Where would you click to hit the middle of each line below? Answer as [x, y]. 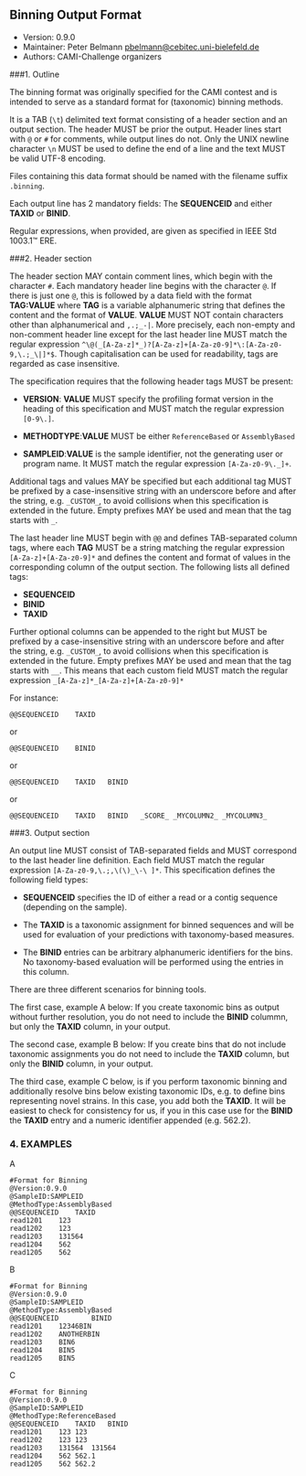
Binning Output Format [76, 15]
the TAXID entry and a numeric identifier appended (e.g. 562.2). [130, 1120]
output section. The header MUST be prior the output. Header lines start [145, 129]
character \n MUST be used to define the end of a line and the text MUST [148, 148]
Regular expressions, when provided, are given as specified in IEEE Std [143, 230]
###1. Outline [35, 74]
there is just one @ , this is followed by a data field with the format [131, 295]
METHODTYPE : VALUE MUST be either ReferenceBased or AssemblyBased [158, 436]
